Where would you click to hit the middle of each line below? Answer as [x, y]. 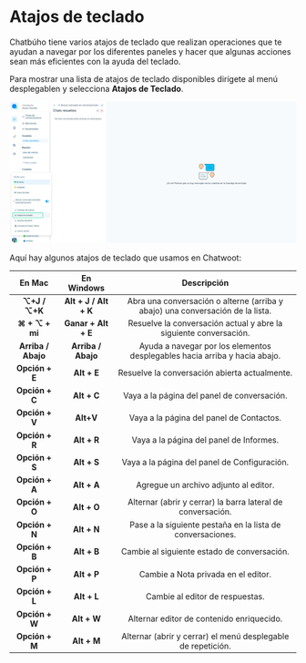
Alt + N [86, 529]
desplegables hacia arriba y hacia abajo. [205, 355]
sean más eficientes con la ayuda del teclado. [95, 61]
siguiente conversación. [205, 333]
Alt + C [86, 395]
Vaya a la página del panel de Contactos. [205, 417]
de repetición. [205, 646]
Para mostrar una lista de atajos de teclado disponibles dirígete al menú [144, 78]
